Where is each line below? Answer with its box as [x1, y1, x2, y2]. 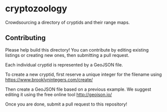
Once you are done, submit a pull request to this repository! [5, 101, 128, 107]
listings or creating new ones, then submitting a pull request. [5, 52, 130, 58]
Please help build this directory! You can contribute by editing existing [5, 47, 149, 53]
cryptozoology [5, 3, 67, 14]
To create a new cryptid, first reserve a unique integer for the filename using [5, 71, 162, 77]
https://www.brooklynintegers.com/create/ [5, 76, 93, 82]
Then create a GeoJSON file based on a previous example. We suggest [5, 86, 152, 92]
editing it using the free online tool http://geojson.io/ [5, 91, 112, 97]
